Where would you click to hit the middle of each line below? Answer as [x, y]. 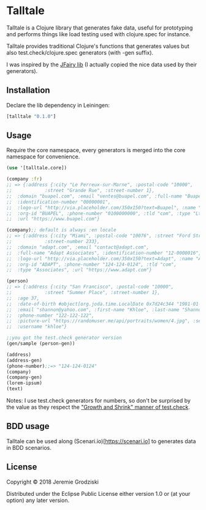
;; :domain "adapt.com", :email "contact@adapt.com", [78, 247]
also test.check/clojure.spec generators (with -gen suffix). [80, 52]
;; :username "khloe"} [37, 327]
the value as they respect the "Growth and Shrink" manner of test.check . [98, 407]
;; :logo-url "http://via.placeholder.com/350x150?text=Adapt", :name [100, 258]
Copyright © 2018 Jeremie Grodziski [53, 482]
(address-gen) [25, 360]
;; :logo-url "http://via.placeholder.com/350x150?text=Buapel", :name [101, 207]
